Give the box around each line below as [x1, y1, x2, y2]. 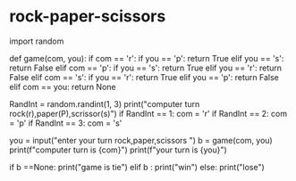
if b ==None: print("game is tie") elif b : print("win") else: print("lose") [9, 161, 266, 172]
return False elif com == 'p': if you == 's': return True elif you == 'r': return [9, 62, 283, 73]
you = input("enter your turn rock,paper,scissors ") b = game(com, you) [9, 135, 273, 145]
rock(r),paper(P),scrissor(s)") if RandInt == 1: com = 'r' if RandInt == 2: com [9, 108, 288, 119]
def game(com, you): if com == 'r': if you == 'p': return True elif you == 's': [9, 53, 284, 63]
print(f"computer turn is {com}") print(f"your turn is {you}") [9, 144, 228, 155]
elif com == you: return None [9, 81, 116, 92]
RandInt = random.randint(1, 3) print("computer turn [9, 98, 200, 109]
